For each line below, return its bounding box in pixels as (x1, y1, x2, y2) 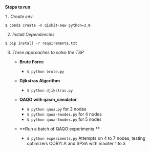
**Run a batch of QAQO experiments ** (19, 126, 100, 132)
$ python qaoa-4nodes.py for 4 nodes (26, 112, 102, 117)
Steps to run (5, 4, 31, 10)
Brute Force (19, 59, 44, 65)
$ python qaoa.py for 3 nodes (26, 106, 86, 112)
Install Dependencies (12, 32, 55, 37)
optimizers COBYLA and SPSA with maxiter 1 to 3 (26, 141, 126, 146)
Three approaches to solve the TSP (12, 50, 84, 55)
